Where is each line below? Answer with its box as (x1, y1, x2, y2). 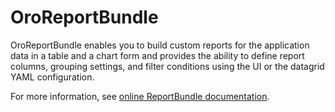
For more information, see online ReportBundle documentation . (10, 90, 270, 102)
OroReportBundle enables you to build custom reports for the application (10, 39, 310, 51)
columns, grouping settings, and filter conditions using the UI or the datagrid (10, 60, 325, 72)
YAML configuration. (10, 71, 95, 83)
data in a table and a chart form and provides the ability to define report (10, 49, 305, 61)
